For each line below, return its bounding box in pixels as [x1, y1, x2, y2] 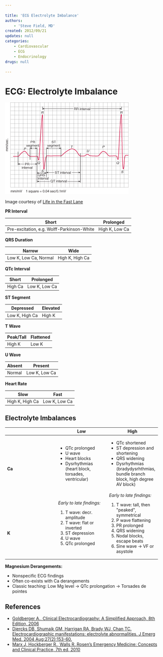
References [5, 602, 41, 611]
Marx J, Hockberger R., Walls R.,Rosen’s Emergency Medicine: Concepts [12, 641, 158, 647]
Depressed [11, 305, 34, 311]
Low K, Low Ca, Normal [7, 255, 54, 261]
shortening [116, 450, 138, 456]
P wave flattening [116, 517, 151, 523]
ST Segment [5, 294, 31, 300]
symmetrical [116, 512, 141, 518]
